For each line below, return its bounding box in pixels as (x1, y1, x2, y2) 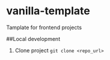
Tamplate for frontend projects (6, 24, 82, 31)
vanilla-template (6, 4, 90, 18)
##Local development (6, 35, 61, 42)
